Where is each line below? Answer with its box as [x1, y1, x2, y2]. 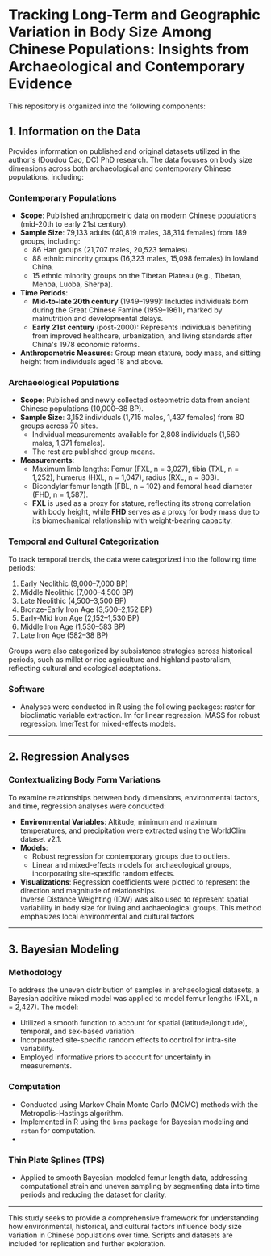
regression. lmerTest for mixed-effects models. [19, 719, 177, 728]
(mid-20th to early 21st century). [19, 219, 129, 229]
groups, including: [19, 236, 81, 246]
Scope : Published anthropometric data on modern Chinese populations [19, 210, 257, 220]
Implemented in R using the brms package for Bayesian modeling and [19, 1117, 248, 1127]
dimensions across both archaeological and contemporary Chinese [8, 163, 231, 173]
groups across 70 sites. [19, 421, 98, 431]
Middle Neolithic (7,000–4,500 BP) [19, 587, 135, 596]
